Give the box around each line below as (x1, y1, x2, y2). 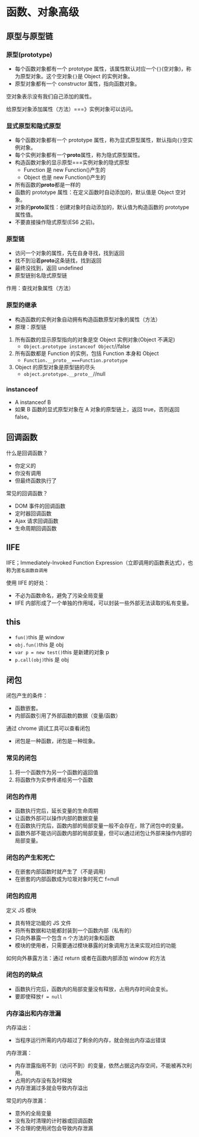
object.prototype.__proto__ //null (23, 370, 106, 377)
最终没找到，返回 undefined (14, 264, 83, 272)
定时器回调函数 (14, 510, 52, 517)
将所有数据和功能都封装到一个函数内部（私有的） (14, 926, 135, 934)
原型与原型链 (6, 31, 53, 41)
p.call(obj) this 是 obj (14, 656, 70, 663)
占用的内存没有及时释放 (14, 1077, 72, 1084)
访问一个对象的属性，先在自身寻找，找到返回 (14, 249, 125, 257)
